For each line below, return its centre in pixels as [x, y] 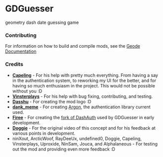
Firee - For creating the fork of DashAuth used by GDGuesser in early [83, 117]
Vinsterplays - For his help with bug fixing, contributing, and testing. [82, 96]
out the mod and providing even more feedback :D [64, 149]
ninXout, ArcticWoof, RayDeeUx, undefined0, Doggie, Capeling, [77, 138]
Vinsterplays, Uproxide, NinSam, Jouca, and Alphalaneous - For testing [85, 144]
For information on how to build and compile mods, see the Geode [73, 46]
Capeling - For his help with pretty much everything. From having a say [85, 75]
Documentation [21, 51]
